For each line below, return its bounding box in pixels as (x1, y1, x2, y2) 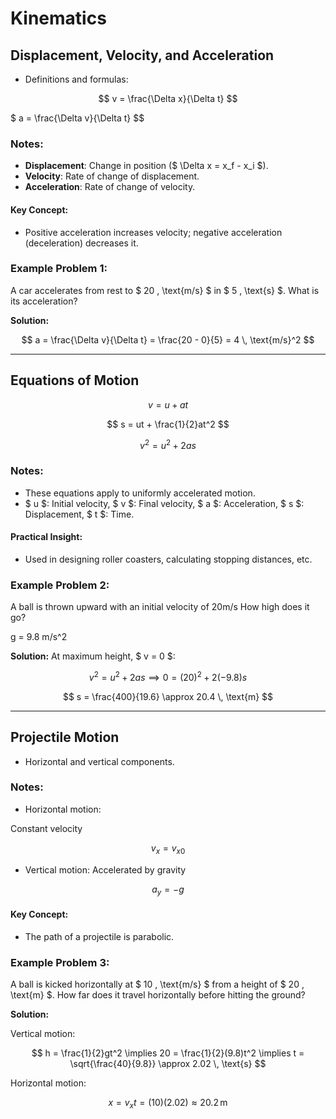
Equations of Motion (10, 372, 140, 389)
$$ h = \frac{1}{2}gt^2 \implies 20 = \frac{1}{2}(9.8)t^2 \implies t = (31, 1047, 305, 1059)
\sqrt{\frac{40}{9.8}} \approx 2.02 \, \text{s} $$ (69, 1057, 267, 1069)
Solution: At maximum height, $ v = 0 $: (10, 650, 176, 662)
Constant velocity (10, 822, 83, 834)
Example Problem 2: (10, 578, 110, 592)
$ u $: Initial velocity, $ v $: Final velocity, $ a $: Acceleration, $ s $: (24, 497, 305, 509)
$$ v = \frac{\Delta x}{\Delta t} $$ (98, 93, 238, 104)
